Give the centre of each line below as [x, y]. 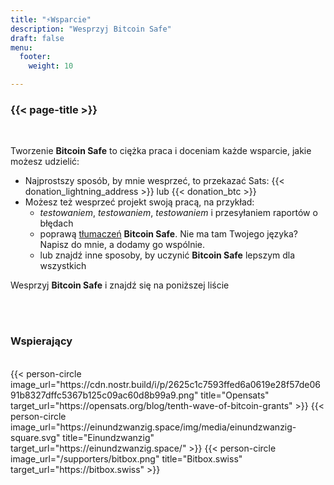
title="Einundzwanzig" [108, 437]
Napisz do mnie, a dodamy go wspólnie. [122, 245]
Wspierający [41, 341]
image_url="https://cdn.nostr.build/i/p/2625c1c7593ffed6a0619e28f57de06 [165, 384]
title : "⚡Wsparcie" [51, 19]
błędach [56, 223]
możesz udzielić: [45, 162]
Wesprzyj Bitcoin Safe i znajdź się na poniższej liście [120, 285]
